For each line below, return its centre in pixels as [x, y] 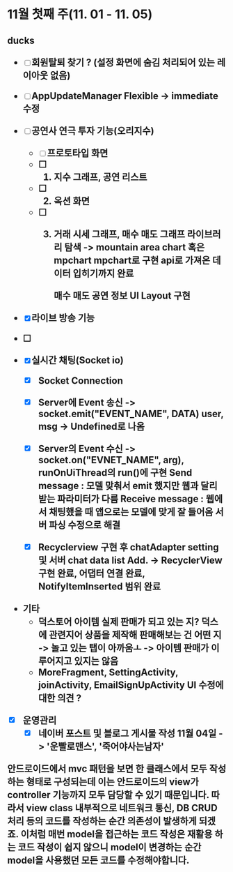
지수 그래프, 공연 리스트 [101, 177]
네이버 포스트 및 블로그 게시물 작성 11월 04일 [127, 733]
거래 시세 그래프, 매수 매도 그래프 [120, 234]
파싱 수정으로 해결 [85, 525]
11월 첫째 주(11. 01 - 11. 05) [80, 14]
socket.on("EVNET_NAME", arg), [111, 460]
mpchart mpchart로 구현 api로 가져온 [132, 260]
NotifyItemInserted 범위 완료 [99, 586]
